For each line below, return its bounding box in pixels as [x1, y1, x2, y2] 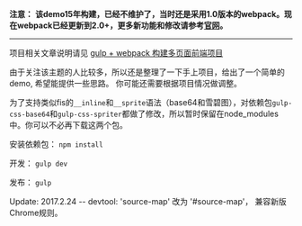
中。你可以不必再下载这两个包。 [9, 120, 128, 130]
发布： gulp [9, 177, 52, 187]
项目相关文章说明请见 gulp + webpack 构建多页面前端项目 [9, 48, 224, 58]
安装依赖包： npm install [9, 139, 103, 149]
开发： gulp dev [9, 158, 68, 168]
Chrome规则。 [9, 207, 63, 218]
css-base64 [9, 110, 50, 119]
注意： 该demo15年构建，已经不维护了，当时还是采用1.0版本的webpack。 [9, 9, 285, 19]
